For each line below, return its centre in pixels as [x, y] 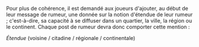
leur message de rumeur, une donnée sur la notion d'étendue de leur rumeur [99, 15]
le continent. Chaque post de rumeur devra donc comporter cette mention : [98, 27]
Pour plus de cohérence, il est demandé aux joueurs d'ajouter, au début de [97, 8]
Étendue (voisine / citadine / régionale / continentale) [71, 38]
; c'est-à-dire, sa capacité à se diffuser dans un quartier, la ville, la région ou [99, 21]
